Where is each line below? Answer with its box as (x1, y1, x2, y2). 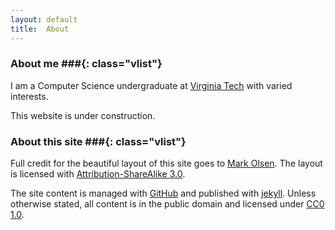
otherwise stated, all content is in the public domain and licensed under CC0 (10, 198, 325, 210)
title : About (10, 24, 70, 34)
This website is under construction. (10, 109, 156, 121)
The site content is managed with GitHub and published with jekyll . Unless (10, 187, 317, 200)
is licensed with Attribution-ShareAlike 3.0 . (10, 168, 186, 180)
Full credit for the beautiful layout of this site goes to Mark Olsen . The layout (10, 157, 323, 170)
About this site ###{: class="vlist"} (10, 134, 187, 148)
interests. (10, 90, 49, 102)
